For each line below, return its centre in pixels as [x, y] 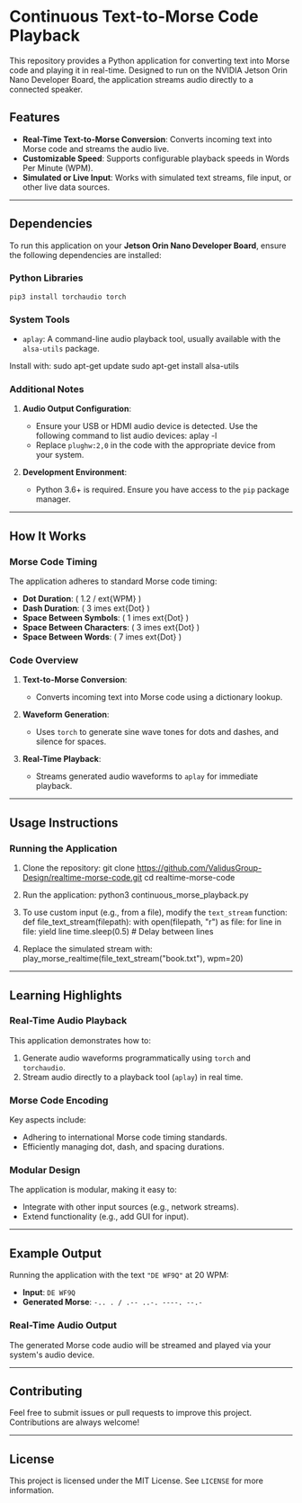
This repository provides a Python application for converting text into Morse [150, 60]
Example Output [55, 1253]
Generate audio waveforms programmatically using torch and [137, 1058]
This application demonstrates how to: [80, 1040]
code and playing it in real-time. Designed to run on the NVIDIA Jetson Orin [148, 70]
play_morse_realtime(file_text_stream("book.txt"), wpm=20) [133, 959]
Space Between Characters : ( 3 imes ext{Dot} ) [111, 628]
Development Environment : [75, 472]
